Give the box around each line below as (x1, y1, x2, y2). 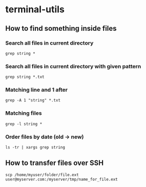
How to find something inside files (5, 24, 117, 33)
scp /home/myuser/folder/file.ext (5, 172, 79, 177)
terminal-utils (5, 4, 65, 15)
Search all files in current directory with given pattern (5, 63, 141, 70)
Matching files (5, 110, 42, 117)
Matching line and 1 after (5, 86, 68, 93)
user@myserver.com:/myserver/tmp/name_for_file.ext (5, 177, 118, 182)
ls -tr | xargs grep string (5, 145, 66, 150)
